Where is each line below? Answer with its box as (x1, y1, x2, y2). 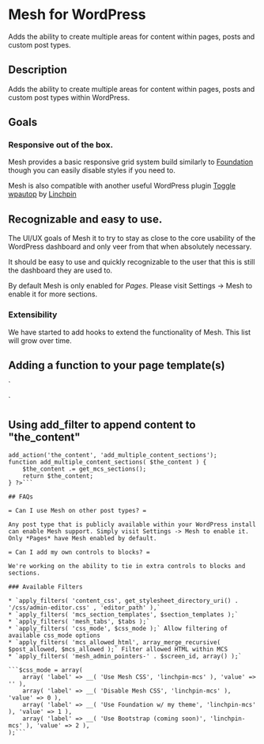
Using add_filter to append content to (8, 418, 196, 431)
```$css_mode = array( (8, 666, 83, 674)
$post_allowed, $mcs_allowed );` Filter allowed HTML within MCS (8, 646, 228, 654)
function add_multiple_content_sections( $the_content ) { (8, 458, 207, 467)
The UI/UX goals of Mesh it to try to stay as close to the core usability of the (8, 234, 256, 243)
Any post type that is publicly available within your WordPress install (8, 521, 257, 528)
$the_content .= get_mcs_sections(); (22, 465, 147, 473)
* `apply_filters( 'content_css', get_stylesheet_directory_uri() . (8, 597, 239, 605)
